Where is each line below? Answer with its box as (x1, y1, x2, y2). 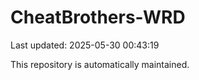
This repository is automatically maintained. (10, 58, 190, 70)
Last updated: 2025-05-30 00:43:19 (10, 39, 160, 51)
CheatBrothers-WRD (10, 6, 186, 29)
